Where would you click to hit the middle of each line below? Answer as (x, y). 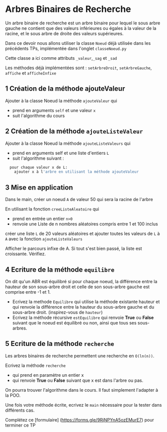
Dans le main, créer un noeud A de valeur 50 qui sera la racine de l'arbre (79, 200)
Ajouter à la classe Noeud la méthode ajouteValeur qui (61, 101)
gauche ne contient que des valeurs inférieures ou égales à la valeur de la (81, 28)
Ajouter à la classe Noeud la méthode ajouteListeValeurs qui (68, 143)
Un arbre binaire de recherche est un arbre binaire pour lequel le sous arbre (83, 23)
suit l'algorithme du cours (39, 115)
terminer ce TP (20, 425)
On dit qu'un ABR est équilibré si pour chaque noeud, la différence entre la (81, 281)
